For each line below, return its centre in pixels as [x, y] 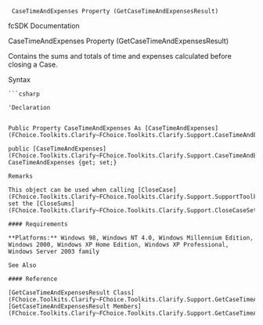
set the [21, 204]
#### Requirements [38, 224]
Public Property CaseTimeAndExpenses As [75, 128]
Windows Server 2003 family [54, 251]
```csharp [24, 94]
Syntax [20, 79]
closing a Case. [33, 64]
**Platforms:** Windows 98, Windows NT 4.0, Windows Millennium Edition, [131, 238]
